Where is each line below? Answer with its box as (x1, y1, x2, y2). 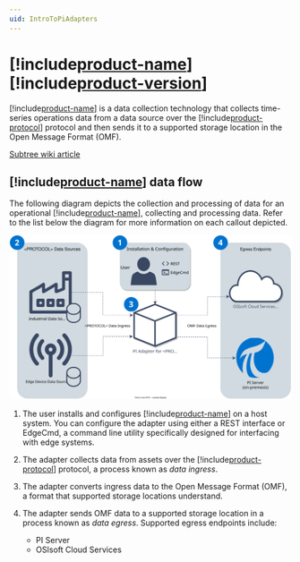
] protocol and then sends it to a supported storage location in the (39, 122, 283, 132)
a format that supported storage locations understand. (21, 490, 224, 501)
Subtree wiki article (9, 149, 81, 159)
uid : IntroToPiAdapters (9, 14, 99, 23)
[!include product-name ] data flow (9, 175, 203, 190)
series (9, 112, 32, 123)
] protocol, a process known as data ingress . (53, 464, 219, 474)
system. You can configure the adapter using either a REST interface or (21, 418, 286, 429)
